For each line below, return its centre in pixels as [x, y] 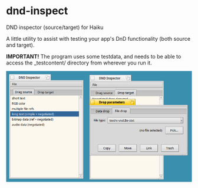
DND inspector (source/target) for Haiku [55, 27]
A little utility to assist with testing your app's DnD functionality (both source [98, 38]
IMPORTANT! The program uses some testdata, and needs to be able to [94, 56]
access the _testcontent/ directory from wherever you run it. [79, 63]
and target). [20, 45]
